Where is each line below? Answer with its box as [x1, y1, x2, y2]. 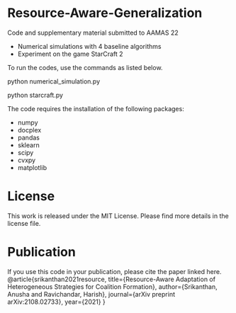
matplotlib [17, 163, 47, 171]
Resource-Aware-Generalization [7, 5, 203, 21]
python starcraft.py [7, 91, 64, 99]
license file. [7, 219, 41, 227]
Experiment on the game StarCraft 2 [17, 50, 123, 58]
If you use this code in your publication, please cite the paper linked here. [7, 267, 222, 275]
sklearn [17, 140, 40, 149]
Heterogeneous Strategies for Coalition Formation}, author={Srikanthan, [7, 282, 218, 291]
